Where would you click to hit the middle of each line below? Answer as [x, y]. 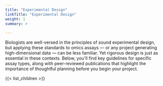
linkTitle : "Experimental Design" [41, 14]
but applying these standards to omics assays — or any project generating [81, 48]
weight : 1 [15, 19]
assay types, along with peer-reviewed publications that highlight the [76, 64]
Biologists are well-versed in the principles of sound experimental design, [80, 42]
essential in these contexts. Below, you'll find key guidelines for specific [79, 58]
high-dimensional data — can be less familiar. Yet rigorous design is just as [82, 53]
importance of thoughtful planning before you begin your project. [72, 69]
